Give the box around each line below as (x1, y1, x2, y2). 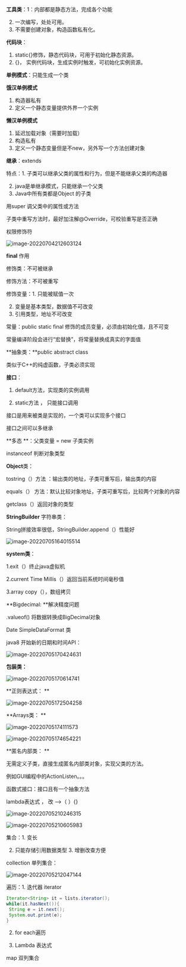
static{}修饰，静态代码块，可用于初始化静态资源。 (14, 51, 137, 58)
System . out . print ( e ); (8, 912, 62, 918)
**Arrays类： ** (6, 712, 46, 718)
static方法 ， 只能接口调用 (14, 399, 78, 406)
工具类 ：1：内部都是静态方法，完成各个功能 (6, 6, 113, 13)
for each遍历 (14, 929, 46, 936)
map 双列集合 (6, 954, 40, 962)
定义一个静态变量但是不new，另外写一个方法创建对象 (14, 144, 146, 152)
